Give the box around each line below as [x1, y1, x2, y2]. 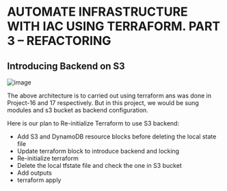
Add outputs [16, 168, 53, 177]
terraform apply [16, 176, 62, 184]
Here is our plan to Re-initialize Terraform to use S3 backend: [7, 119, 180, 127]
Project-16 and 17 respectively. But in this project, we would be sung [7, 99, 200, 106]
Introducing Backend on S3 [7, 60, 125, 72]
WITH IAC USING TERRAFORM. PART [7, 18, 221, 34]
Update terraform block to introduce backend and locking [16, 147, 180, 155]
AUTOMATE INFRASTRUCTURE [7, 4, 188, 20]
